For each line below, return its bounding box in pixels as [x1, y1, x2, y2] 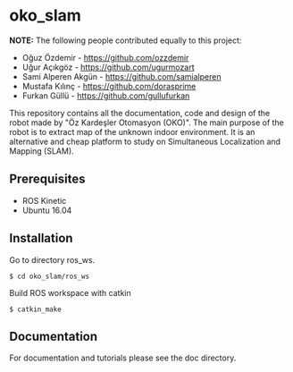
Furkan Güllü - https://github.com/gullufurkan [21, 90, 190, 101]
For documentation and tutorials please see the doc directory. [9, 352, 237, 363]
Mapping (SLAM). [9, 145, 74, 156]
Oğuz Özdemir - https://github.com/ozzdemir [21, 52, 189, 63]
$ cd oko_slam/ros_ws [9, 272, 90, 281]
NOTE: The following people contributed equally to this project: [9, 35, 242, 46]
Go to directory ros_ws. [9, 254, 96, 265]
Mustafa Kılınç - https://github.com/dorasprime [21, 80, 197, 91]
